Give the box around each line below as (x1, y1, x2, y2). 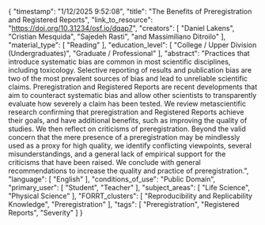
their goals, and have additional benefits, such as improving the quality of (8, 116, 248, 125)
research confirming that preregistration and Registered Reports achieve (8, 107, 244, 117)
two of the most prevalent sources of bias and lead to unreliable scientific (8, 74, 248, 83)
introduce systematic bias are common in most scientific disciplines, (8, 57, 231, 66)
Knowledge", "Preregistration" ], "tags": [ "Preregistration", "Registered (8, 200, 240, 208)
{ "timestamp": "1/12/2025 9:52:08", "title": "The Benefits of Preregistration (8, 7, 252, 16)
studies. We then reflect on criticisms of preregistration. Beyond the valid (8, 124, 247, 133)
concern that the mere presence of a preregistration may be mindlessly (8, 133, 240, 141)
